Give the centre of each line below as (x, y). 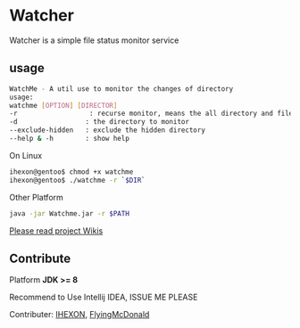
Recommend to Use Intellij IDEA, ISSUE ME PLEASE (104, 297)
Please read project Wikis (56, 230)
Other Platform (37, 197)
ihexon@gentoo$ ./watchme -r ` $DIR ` (77, 180)
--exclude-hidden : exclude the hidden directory (107, 130)
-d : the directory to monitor (100, 122)
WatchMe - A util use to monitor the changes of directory (121, 89)
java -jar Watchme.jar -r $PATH (69, 213)
